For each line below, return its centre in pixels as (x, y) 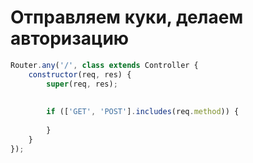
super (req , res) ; (82, 84)
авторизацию (70, 38)
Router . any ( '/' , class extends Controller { (104, 65)
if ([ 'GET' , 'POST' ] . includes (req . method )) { (143, 112)
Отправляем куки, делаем (127, 17)
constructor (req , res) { (80, 74)
